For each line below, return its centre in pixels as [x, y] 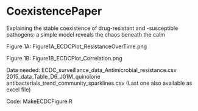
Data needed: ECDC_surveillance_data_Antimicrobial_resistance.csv [91, 70]
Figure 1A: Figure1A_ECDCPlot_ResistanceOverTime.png [77, 46]
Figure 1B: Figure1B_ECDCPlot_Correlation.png [65, 58]
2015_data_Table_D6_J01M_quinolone [53, 76]
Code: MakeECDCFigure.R [40, 101]
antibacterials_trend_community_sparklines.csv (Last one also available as [99, 83]
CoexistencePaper [54, 11]
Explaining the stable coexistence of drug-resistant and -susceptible [92, 28]
